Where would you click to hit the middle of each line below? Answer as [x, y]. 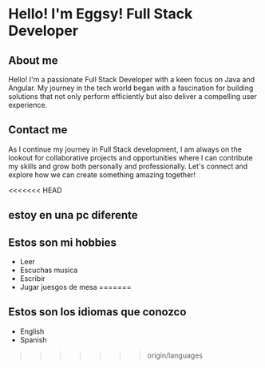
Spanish [33, 339]
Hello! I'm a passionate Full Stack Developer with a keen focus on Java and [132, 79]
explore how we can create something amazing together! [102, 174]
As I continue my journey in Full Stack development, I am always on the [125, 149]
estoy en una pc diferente [73, 215]
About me [33, 60]
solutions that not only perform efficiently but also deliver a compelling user [132, 96]
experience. [28, 105]
